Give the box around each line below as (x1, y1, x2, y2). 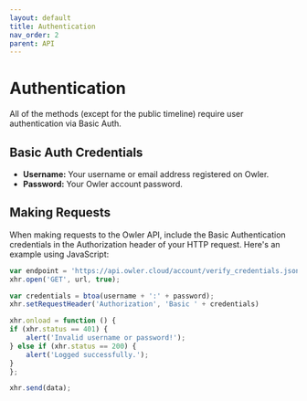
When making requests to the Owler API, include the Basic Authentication (9, 229, 286, 240)
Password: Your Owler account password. (22, 179, 183, 189)
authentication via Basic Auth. (9, 118, 122, 129)
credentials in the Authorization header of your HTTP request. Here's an (9, 238, 281, 249)
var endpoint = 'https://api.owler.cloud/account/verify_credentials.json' (9, 266, 304, 275)
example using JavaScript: (9, 248, 110, 259)
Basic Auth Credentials (9, 144, 143, 160)
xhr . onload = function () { (9, 316, 117, 325)
